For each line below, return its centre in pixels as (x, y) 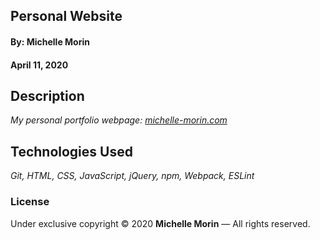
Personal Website (66, 16)
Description (47, 95)
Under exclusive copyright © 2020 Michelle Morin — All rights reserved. (160, 223)
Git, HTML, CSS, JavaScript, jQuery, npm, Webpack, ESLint (132, 176)
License (30, 202)
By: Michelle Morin (50, 41)
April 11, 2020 (39, 65)
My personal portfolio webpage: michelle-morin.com (119, 120)
